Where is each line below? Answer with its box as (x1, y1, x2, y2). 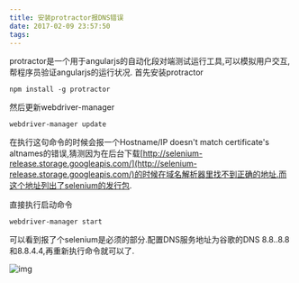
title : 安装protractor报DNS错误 (9, 13, 124, 23)
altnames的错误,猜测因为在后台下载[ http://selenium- (9, 148, 204, 159)
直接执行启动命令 (9, 199, 73, 210)
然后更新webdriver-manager (9, 102, 115, 113)
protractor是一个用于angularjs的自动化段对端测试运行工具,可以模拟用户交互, (9, 56, 291, 67)
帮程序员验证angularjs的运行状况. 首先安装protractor (9, 67, 204, 78)
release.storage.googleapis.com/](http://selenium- (9, 159, 198, 169)
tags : (9, 30, 30, 39)
